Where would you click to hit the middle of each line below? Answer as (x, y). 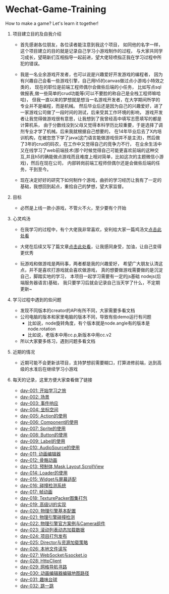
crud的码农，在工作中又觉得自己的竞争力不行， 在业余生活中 (99, 144)
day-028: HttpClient (41, 561)
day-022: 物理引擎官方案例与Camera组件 (63, 523)
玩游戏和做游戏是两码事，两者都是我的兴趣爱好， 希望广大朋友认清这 (91, 263)
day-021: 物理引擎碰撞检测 (47, 517)
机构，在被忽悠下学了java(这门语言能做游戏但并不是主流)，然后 (90, 137)
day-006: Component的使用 (49, 422)
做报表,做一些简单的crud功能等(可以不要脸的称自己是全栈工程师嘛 (88, 93)
